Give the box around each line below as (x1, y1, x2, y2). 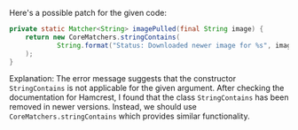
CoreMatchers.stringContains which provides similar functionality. (9, 111, 250, 122)
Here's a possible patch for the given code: (9, 8, 167, 18)
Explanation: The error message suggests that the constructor (9, 73, 237, 84)
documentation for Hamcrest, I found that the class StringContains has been (9, 92, 289, 103)
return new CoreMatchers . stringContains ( (25, 33, 180, 42)
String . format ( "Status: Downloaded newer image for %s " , (56, 41, 272, 50)
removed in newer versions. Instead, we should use (9, 102, 197, 112)
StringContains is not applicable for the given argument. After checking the (9, 83, 285, 94)
